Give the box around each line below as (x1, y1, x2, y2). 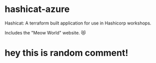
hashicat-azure (4, 3, 70, 15)
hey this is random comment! (4, 47, 128, 58)
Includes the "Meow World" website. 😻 (4, 29, 86, 35)
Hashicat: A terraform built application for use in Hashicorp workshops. (4, 20, 151, 26)
